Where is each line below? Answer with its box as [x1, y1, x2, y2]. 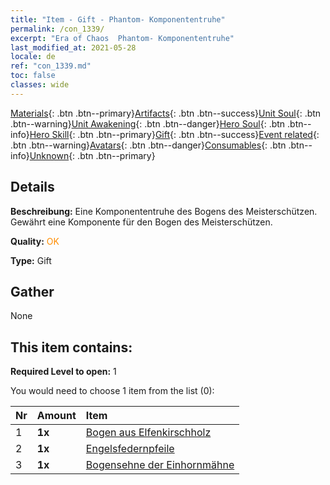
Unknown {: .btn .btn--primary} [29, 149, 156, 161]
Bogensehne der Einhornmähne [85, 458, 235, 472]
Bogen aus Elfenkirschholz [85, 426, 212, 440]
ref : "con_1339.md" [10, 61, 92, 71]
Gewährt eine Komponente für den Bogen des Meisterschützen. [10, 216, 273, 228]
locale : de [10, 52, 56, 62]
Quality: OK [10, 235, 60, 247]
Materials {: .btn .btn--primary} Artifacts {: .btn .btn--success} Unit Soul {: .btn [10, 107, 322, 119]
